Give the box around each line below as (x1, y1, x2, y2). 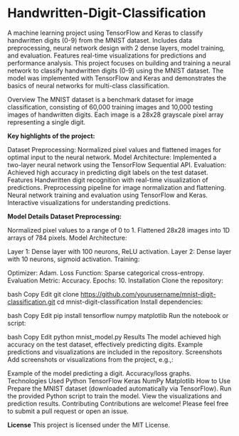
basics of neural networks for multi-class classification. (7, 81, 170, 90)
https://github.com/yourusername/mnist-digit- (80, 289, 216, 298)
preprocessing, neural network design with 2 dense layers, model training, (7, 43, 225, 52)
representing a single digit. (7, 117, 86, 126)
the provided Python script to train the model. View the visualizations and (7, 391, 222, 400)
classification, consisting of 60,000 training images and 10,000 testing (7, 102, 213, 111)
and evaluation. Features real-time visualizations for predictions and (7, 51, 206, 60)
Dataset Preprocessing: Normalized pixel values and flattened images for (7, 145, 222, 154)
